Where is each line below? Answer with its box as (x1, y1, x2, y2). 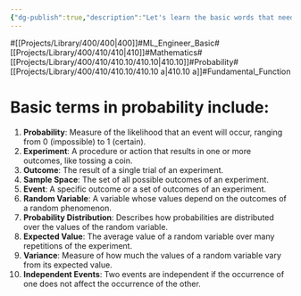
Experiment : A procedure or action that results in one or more (22, 145, 252, 156)
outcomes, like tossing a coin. (22, 155, 133, 166)
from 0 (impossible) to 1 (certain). (22, 136, 146, 147)
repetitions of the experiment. (22, 240, 133, 251)
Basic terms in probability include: (10, 97, 270, 117)
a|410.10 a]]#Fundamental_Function (160, 66, 291, 77)
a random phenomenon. (22, 202, 113, 213)
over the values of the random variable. (22, 221, 169, 232)
